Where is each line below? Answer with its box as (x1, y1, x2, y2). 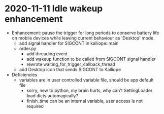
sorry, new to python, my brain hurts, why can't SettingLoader (26, 87, 153, 93)
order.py (19, 45, 36, 51)
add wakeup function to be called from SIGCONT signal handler (26, 56, 156, 62)
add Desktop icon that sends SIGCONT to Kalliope (19, 66, 121, 72)
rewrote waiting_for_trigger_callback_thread (26, 61, 115, 67)
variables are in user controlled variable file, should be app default (19, 77, 154, 83)
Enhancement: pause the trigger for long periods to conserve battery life (11, 30, 160, 36)
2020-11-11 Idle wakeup (4, 3, 103, 14)
